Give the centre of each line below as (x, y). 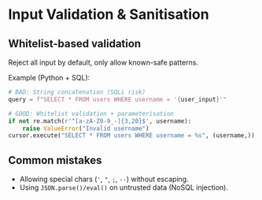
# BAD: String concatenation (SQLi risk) (77, 92)
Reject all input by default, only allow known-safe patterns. (103, 62)
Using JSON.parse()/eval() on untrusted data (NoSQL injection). (124, 187)
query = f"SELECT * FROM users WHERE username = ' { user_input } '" (117, 99)
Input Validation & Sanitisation (109, 15)
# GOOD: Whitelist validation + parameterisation (91, 113)
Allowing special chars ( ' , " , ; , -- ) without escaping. (104, 180)
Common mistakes (55, 160)
